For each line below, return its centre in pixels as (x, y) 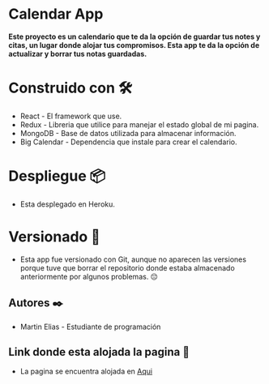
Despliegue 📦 (57, 176)
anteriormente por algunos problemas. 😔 (89, 276)
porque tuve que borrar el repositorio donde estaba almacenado (127, 267)
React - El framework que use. (71, 116)
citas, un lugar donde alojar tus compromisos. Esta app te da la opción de (134, 45)
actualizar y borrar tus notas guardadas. (78, 53)
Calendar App (56, 14)
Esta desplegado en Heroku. (68, 204)
